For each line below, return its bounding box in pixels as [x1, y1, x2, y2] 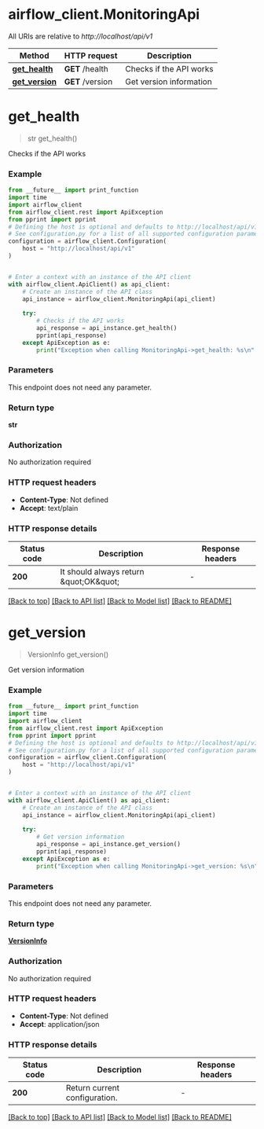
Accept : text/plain [19, 503, 79, 512]
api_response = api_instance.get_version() [36, 841, 181, 849]
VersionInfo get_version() [27, 650, 109, 659]
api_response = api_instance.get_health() [36, 324, 178, 332]
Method [19, 49, 49, 60]
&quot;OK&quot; [60, 576, 120, 587]
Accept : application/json [19, 1019, 100, 1028]
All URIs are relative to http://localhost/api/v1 [8, 31, 153, 41]
